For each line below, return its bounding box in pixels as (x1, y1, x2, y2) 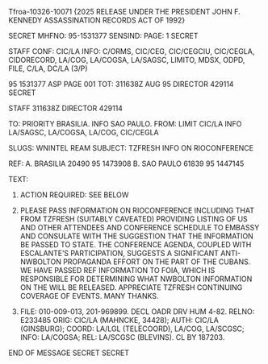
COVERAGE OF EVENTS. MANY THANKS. (19, 292, 159, 300)
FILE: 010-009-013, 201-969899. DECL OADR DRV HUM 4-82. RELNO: (19, 307, 255, 316)
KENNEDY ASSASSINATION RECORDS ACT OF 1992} (8, 15, 186, 25)
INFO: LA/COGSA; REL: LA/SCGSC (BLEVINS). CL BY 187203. (19, 333, 225, 341)
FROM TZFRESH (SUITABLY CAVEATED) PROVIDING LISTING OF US (19, 214, 248, 224)
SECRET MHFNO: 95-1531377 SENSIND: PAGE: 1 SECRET (8, 31, 199, 40)
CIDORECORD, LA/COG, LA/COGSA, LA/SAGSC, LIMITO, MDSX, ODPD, (8, 56, 245, 64)
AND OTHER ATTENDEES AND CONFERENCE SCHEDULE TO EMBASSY (19, 223, 260, 232)
